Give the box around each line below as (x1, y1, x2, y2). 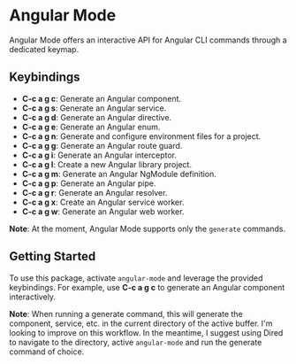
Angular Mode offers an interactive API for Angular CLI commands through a (9, 35, 287, 45)
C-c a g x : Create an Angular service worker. (21, 197, 185, 207)
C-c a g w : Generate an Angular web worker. (21, 205, 185, 217)
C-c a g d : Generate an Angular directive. (21, 112, 172, 122)
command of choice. (9, 346, 85, 357)
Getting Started (9, 249, 96, 264)
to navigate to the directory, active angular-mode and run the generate (9, 337, 262, 347)
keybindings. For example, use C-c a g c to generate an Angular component (9, 282, 285, 292)
